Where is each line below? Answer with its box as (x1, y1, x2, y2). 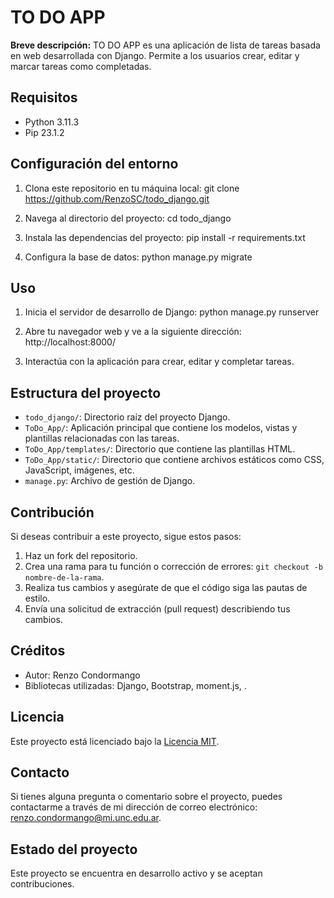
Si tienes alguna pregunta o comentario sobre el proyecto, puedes (10, 791, 283, 803)
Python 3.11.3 (24, 116, 80, 128)
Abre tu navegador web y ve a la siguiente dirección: (24, 326, 242, 338)
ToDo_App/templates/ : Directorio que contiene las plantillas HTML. (24, 443, 296, 455)
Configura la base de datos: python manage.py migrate (24, 251, 253, 263)
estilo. (24, 592, 51, 604)
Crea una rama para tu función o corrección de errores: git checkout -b (24, 561, 323, 572)
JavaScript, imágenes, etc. (24, 464, 135, 476)
